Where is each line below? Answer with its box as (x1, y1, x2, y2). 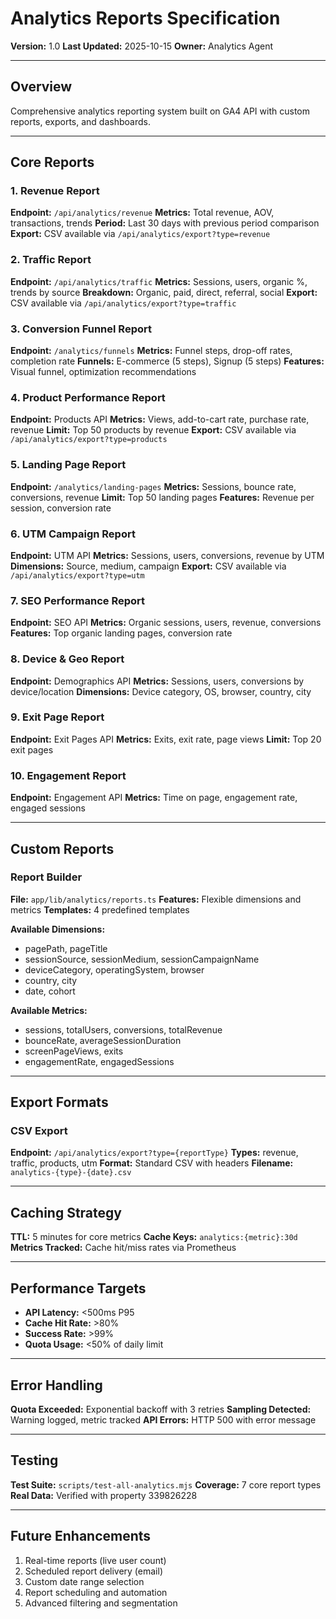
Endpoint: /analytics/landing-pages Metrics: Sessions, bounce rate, (10, 480, 297, 492)
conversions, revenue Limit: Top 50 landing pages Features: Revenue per (10, 491, 315, 503)
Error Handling (10, 1377, 103, 1394)
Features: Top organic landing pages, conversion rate (10, 627, 233, 639)
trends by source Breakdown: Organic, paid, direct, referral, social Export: (10, 286, 318, 298)
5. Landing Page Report (10, 458, 127, 472)
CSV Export (10, 1124, 68, 1138)
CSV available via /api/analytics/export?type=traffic (10, 297, 237, 309)
